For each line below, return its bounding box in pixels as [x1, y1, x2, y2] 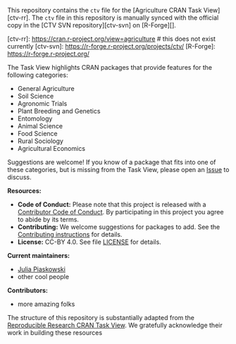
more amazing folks [17, 300, 75, 308]
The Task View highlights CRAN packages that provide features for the [7, 63, 213, 71]
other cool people [17, 273, 69, 281]
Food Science [17, 130, 58, 137]
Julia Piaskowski [17, 265, 66, 274]
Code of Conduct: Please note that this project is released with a [17, 200, 206, 209]
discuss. [7, 173, 32, 181]
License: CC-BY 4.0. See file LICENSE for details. [17, 238, 162, 246]
